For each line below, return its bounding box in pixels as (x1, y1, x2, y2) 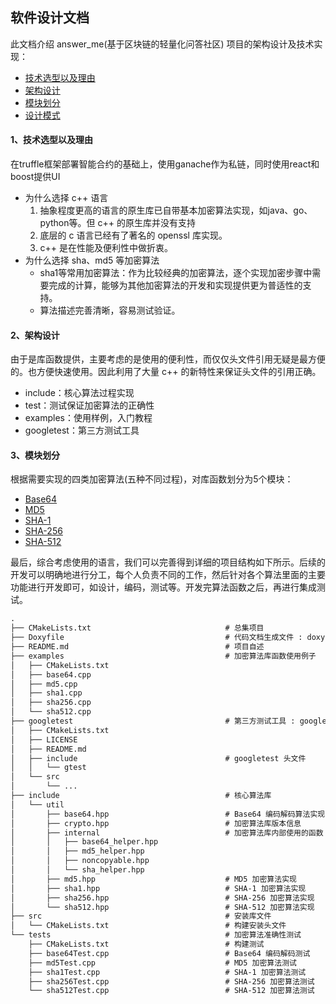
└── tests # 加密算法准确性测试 (10, 930, 302, 940)
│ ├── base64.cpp (10, 669, 92, 680)
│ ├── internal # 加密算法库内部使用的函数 (10, 828, 324, 838)
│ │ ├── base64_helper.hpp (10, 837, 159, 847)
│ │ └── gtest (10, 763, 87, 773)
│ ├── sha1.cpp (10, 688, 83, 698)
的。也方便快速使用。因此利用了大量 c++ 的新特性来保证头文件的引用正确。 (10, 366, 322, 378)
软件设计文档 (10, 9, 90, 27)
